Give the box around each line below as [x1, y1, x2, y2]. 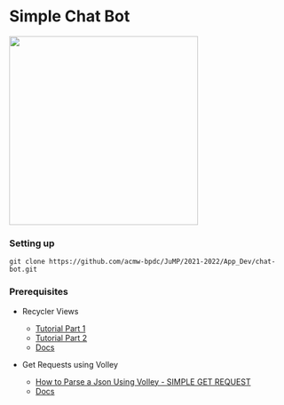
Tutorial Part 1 [35, 322, 86, 334]
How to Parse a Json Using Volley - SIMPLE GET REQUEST [35, 376, 251, 387]
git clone [9, 258, 46, 266]
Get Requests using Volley [21, 359, 118, 369]
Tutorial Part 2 [35, 332, 88, 343]
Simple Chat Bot [9, 6, 130, 27]
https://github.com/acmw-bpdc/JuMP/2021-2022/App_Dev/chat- [48, 258, 276, 266]
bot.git [9, 265, 38, 274]
